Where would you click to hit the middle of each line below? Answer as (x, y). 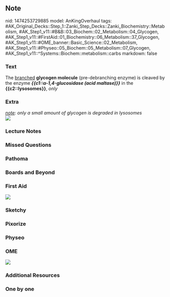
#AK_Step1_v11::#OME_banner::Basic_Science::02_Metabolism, (71, 42)
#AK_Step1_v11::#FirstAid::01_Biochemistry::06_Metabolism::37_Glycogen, (82, 37)
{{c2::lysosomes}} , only (31, 88)
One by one (20, 289)
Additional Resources (33, 276)
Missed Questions (28, 145)
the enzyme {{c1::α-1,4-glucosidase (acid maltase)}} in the (69, 83)
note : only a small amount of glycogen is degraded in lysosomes (74, 113)
